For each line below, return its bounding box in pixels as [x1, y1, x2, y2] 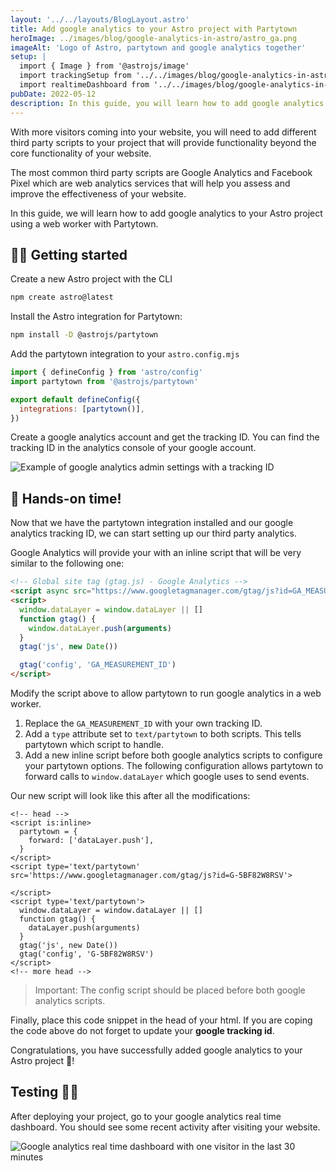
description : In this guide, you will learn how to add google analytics [10, 98, 325, 108]
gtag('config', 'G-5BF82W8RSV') [19, 949, 155, 959]
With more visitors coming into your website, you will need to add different [10, 126, 317, 138]
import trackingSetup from [19, 71, 132, 81]
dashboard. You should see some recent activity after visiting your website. [10, 1121, 321, 1133]
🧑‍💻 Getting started [10, 246, 128, 263]
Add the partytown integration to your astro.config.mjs [10, 348, 240, 360]
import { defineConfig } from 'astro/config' [10, 367, 203, 378]
